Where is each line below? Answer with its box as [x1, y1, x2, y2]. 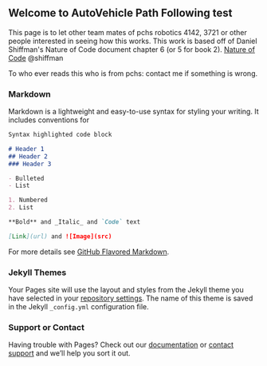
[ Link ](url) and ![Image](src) [8, 232, 112, 241]
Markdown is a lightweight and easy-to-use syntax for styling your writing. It [8, 107, 259, 117]
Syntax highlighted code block [8, 131, 112, 139]
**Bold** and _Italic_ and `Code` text [8, 218, 141, 226]
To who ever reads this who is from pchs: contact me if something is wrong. [8, 68, 257, 78]
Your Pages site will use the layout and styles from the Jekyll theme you [8, 285, 245, 295]
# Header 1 [8, 145, 45, 153]
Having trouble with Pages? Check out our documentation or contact [8, 340, 234, 350]
